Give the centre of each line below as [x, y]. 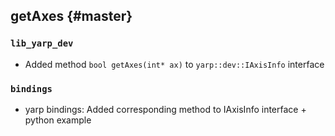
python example [58, 120]
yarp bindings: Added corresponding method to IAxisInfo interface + [165, 109]
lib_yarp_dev [42, 43]
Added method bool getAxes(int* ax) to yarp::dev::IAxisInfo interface [174, 64]
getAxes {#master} [71, 16]
